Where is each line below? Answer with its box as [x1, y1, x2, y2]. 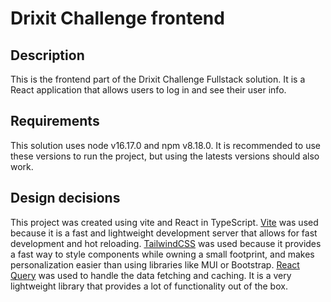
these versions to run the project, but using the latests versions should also [10, 150, 320, 162]
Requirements [10, 113, 100, 130]
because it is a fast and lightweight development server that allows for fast [10, 227, 318, 239]
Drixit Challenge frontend [10, 7, 225, 30]
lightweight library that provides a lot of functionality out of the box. [10, 280, 288, 292]
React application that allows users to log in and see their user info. [10, 84, 287, 96]
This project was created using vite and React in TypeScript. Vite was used [10, 216, 319, 228]
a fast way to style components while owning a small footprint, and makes [10, 248, 315, 260]
